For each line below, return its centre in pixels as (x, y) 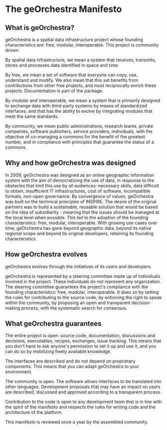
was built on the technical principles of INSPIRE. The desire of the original (81, 201)
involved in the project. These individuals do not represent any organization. (83, 281)
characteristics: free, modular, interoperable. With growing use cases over (81, 223)
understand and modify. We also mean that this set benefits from (72, 80)
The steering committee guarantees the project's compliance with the (77, 287)
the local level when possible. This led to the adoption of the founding (77, 217)
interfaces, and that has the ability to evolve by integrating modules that (79, 111)
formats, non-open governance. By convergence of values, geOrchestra (79, 196)
